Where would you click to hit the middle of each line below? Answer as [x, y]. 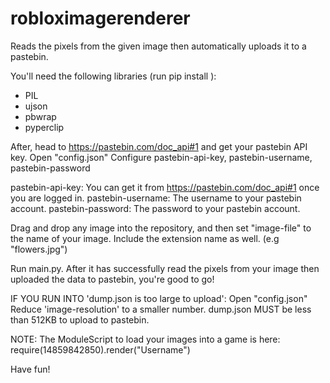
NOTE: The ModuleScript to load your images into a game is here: [145, 339]
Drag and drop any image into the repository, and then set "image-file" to [161, 228]
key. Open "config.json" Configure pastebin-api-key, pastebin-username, [161, 157]
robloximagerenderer [100, 18]
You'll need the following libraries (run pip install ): [113, 76]
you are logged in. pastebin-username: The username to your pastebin [156, 198]
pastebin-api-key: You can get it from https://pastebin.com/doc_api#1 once [165, 187]
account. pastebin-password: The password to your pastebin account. [155, 208]
